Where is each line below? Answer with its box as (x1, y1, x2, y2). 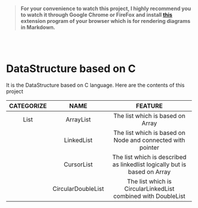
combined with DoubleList (113, 192, 186, 200)
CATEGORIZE (9, 101, 47, 110)
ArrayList (65, 115, 91, 123)
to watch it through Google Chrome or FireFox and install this (20, 11, 173, 18)
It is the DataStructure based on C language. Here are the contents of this (6, 81, 185, 88)
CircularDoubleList (52, 184, 104, 193)
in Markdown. (20, 24, 56, 31)
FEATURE (136, 101, 163, 110)
